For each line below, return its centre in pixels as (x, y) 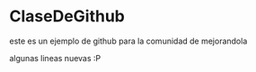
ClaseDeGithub (67, 16)
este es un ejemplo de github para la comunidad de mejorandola (128, 41)
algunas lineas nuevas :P (55, 58)
